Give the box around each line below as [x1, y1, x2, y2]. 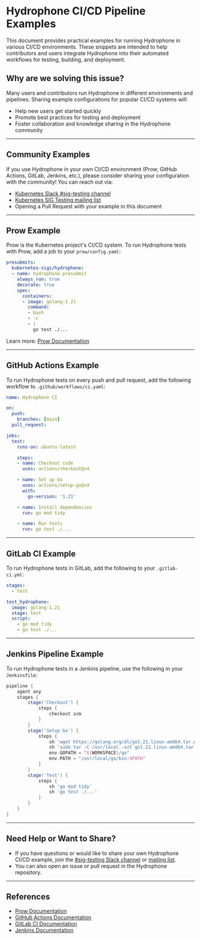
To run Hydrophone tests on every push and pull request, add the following [6, 376, 191, 384]
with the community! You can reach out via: [6, 178, 114, 186]
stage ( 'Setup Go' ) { [28, 728, 79, 734]
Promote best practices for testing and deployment [14, 113, 141, 121]
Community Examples [6, 149, 90, 160]
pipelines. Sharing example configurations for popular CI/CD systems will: [6, 95, 188, 103]
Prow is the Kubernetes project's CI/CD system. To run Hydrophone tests [6, 241, 187, 249]
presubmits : [6, 259, 36, 265]
